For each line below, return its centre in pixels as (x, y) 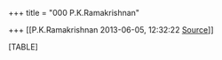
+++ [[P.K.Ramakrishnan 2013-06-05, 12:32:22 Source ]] (111, 30)
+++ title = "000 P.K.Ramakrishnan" (74, 13)
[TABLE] (24, 47)
